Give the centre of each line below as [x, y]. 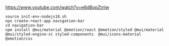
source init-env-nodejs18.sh [36, 17]
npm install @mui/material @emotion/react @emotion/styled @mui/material [85, 30]
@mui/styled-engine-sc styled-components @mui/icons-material [73, 34]
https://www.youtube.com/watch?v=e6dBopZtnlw [57, 7]
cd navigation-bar [25, 25]
